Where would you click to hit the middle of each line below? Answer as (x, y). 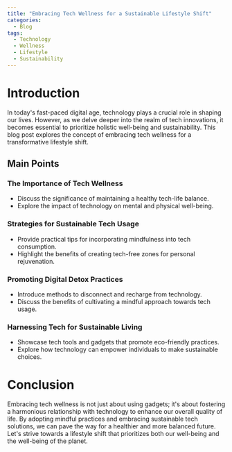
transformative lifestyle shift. (48, 142)
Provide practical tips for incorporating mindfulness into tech (104, 239)
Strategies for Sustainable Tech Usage (73, 224)
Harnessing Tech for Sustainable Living (75, 327)
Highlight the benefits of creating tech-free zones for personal (106, 253)
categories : (24, 20)
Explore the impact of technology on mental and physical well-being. (115, 206)
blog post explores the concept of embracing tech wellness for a (99, 134)
